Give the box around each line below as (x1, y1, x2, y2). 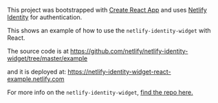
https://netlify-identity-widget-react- (67, 68, 171, 76)
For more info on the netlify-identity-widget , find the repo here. (7, 89, 194, 96)
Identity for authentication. (7, 13, 83, 21)
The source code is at (7, 47, 69, 55)
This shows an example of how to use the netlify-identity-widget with (7, 27, 211, 34)
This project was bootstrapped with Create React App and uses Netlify (7, 6, 208, 14)
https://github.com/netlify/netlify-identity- (69, 47, 188, 55)
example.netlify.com (7, 75, 65, 83)
